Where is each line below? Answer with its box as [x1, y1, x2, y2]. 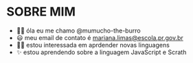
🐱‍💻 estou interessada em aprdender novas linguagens [16, 41, 170, 49]
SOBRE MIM [6, 4, 76, 20]
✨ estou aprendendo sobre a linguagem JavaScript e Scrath [16, 48, 187, 56]
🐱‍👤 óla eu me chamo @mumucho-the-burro [16, 26, 141, 35]
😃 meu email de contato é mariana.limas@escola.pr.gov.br [16, 33, 183, 41]
